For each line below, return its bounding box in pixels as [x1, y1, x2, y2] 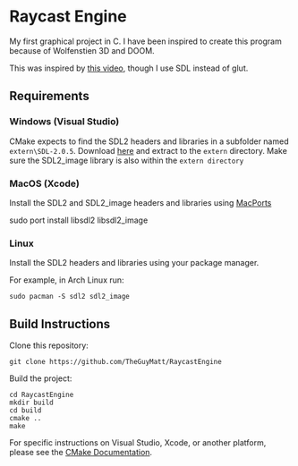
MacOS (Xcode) [9, 177, 81, 190]
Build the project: [9, 373, 72, 384]
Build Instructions [9, 316, 111, 332]
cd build [9, 406, 42, 415]
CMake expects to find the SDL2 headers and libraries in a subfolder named [9, 136, 289, 147]
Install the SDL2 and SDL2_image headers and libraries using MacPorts [9, 197, 272, 208]
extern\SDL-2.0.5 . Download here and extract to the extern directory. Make [9, 145, 288, 156]
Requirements [9, 89, 89, 104]
